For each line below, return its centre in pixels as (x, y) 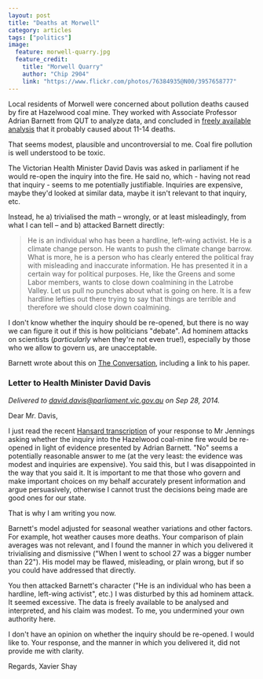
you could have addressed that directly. (72, 570)
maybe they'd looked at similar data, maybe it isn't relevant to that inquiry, (128, 193)
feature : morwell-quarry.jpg (63, 52)
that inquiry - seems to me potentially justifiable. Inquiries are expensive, (126, 184)
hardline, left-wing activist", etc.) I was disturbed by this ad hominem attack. (131, 594)
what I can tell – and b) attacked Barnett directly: (86, 224)
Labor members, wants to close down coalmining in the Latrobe (130, 282)
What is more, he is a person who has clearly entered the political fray (141, 257)
